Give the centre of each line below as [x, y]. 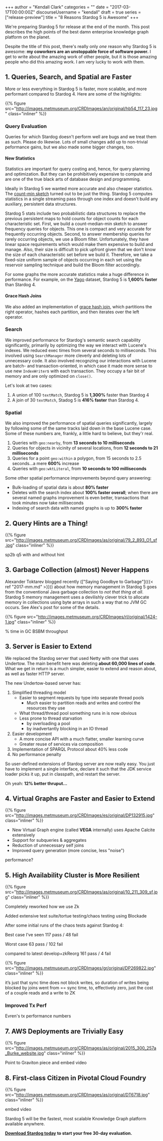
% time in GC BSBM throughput [36, 631]
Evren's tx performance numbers [38, 1016]
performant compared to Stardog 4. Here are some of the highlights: [73, 94]
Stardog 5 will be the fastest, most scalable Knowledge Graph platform [76, 1119]
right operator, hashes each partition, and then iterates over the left [72, 312]
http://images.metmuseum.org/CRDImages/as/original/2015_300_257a [86, 1048]
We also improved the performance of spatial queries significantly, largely [79, 423]
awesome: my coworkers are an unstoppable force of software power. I [78, 51]
